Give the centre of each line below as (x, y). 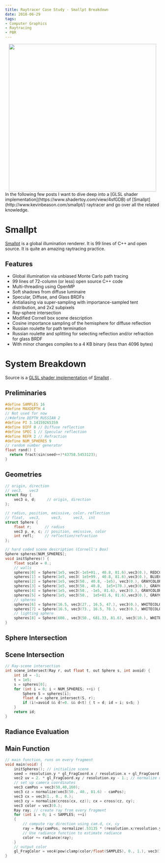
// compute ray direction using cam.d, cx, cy (71, 824)
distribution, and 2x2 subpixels (43, 307)
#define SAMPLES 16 (25, 404)
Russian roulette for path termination (49, 328)
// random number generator (34, 446)
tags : (11, 19)
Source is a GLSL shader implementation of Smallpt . (58, 378)
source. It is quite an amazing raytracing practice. (55, 249)
